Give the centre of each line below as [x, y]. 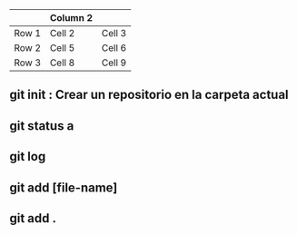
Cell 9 [114, 63]
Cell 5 [62, 48]
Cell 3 [114, 33]
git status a [42, 126]
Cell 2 [62, 33]
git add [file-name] [64, 187]
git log [28, 157]
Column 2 [71, 18]
